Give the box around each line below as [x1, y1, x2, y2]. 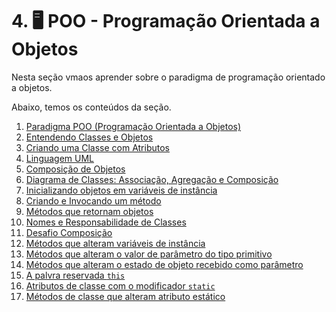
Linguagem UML [25, 152, 95, 164]
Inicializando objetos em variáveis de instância [25, 184, 218, 196]
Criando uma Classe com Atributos [25, 141, 170, 153]
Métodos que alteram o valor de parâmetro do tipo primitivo [25, 248, 273, 260]
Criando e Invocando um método [25, 194, 162, 207]
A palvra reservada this [25, 269, 126, 281]
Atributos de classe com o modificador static [25, 279, 216, 292]
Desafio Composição [25, 226, 113, 238]
